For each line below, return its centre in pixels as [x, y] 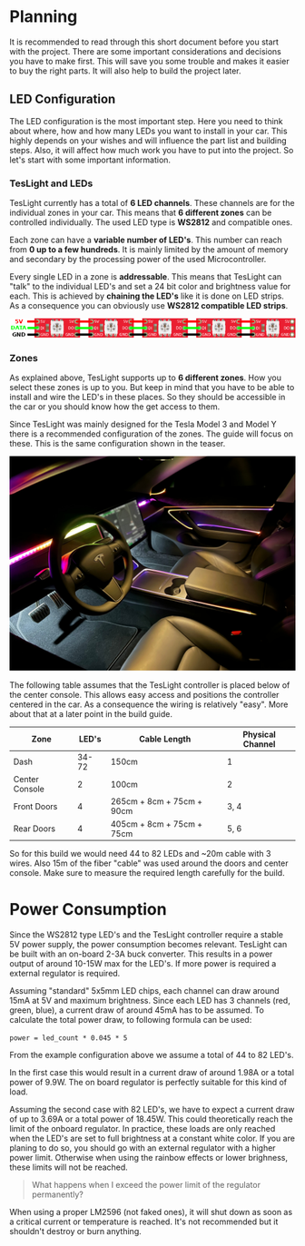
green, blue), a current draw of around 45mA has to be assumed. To [137, 1010]
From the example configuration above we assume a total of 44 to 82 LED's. [152, 1055]
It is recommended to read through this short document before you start [144, 42]
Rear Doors [34, 829]
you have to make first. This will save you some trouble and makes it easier [149, 61]
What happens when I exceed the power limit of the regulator [146, 1185]
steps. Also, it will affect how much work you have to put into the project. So [152, 150]
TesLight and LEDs [51, 183]
